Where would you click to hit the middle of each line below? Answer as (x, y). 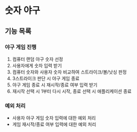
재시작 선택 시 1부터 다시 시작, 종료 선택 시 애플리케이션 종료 (72, 91)
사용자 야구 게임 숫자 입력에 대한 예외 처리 (54, 118)
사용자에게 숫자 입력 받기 (37, 65)
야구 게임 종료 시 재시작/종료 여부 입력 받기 (55, 85)
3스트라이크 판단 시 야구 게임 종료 (46, 78)
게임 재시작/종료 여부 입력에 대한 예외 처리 (54, 124)
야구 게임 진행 (21, 47)
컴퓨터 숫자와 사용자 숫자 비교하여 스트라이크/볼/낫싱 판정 (69, 72)
